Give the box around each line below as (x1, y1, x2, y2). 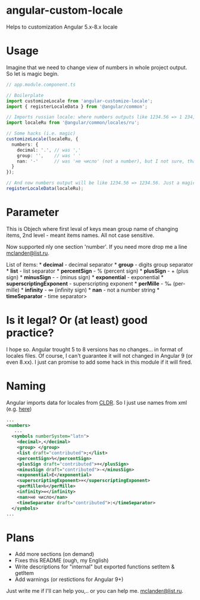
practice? (6, 326, 55, 339)
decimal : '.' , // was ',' (17, 147, 82, 153)
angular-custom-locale (6, 4, 123, 17)
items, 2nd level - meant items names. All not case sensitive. (6, 232, 155, 239)
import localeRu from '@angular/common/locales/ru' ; (6, 120, 140, 126)
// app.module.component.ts (6, 82, 76, 87)
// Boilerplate (6, 92, 44, 98)
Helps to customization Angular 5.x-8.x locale (6, 23, 118, 30)
